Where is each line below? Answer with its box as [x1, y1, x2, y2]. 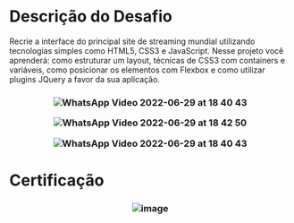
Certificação [9, 170, 105, 190]
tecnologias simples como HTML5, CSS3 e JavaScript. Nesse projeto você [9, 45, 284, 56]
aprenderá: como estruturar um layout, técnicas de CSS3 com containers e [9, 55, 286, 65]
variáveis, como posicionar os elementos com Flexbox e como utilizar [9, 64, 265, 75]
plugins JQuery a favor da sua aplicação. [9, 73, 161, 84]
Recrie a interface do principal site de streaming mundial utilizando [9, 36, 256, 47]
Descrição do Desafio [9, 6, 172, 27]
